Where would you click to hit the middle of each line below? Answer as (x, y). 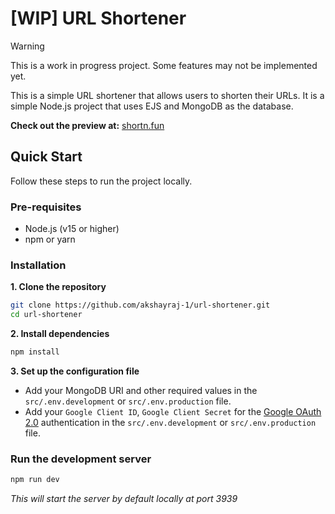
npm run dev (35, 480)
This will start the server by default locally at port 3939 (124, 499)
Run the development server (81, 459)
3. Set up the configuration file (75, 371)
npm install (35, 352)
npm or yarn (50, 239)
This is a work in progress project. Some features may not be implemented (164, 65)
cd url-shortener (46, 315)
